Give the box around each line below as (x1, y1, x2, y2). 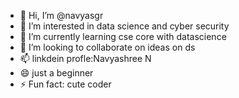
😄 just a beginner (19, 67, 94, 79)
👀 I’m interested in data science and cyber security (19, 20, 230, 32)
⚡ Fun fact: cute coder (19, 78, 112, 90)
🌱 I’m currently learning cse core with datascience (19, 31, 227, 42)
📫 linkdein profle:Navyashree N (19, 53, 152, 64)
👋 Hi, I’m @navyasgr (19, 10, 104, 21)
